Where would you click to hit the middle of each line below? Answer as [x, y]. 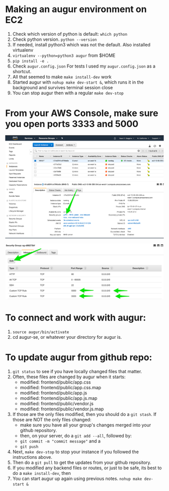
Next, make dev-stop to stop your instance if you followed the [76, 452]
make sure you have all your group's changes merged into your [86, 425]
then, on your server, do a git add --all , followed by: [76, 436]
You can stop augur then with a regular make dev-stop [68, 93]
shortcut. [22, 71]
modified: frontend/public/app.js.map [59, 398]
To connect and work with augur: [76, 317]
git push [29, 447]
